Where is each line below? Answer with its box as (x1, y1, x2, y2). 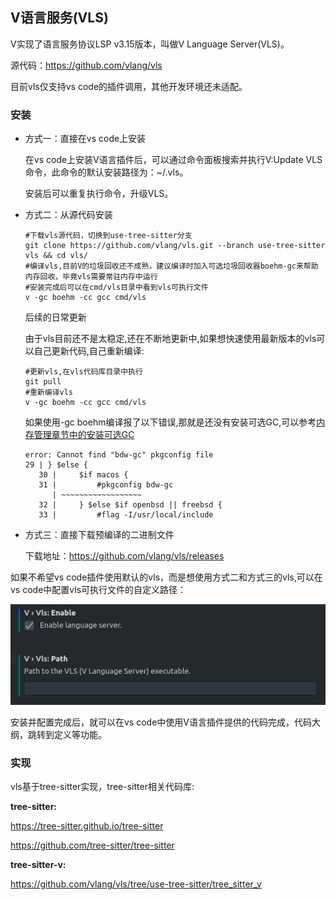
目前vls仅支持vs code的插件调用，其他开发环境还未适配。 (10, 80, 248, 92)
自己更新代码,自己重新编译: (33, 345, 145, 357)
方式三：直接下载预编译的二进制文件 (24, 529, 175, 541)
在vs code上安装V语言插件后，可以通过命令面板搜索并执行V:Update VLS (24, 154, 323, 166)
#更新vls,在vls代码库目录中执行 (24, 367, 143, 377)
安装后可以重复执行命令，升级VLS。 (24, 188, 174, 200)
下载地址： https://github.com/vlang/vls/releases (24, 550, 225, 562)
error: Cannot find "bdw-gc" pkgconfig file (24, 450, 214, 460)
